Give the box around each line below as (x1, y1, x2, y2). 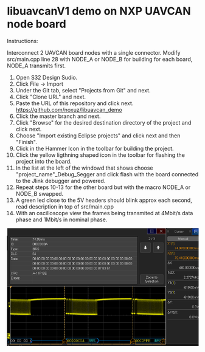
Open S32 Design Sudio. (15, 74, 78, 81)
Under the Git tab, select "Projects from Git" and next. (15, 86, 151, 94)
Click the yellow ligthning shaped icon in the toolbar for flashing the (15, 151, 185, 159)
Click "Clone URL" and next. (15, 93, 86, 100)
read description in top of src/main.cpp (15, 202, 114, 210)
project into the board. (15, 157, 72, 165)
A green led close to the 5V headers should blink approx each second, (15, 196, 192, 204)
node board (7, 17, 66, 31)
